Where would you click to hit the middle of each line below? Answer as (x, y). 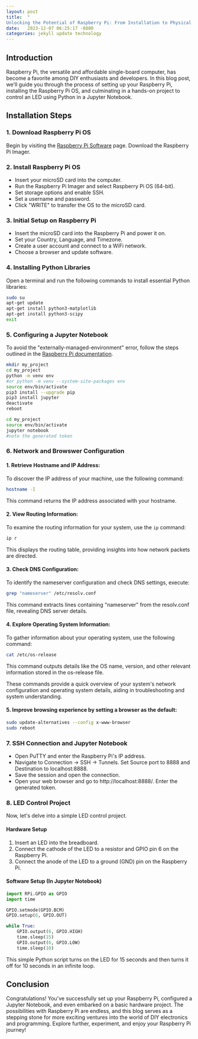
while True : (21, 926)
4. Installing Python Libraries (48, 268)
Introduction (30, 58)
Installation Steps (39, 116)
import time (21, 899)
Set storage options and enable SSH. (59, 192)
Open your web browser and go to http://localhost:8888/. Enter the (96, 781)
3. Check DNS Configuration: (42, 570)
